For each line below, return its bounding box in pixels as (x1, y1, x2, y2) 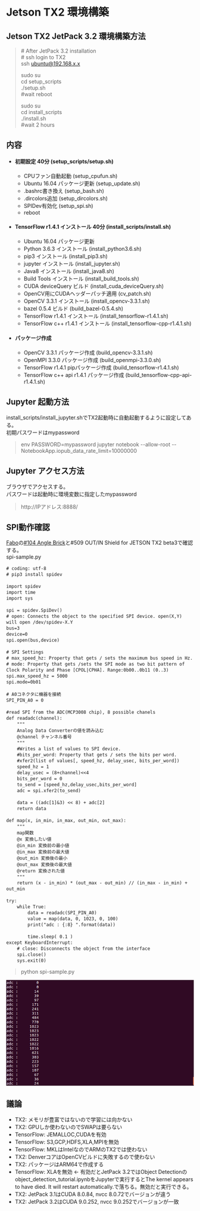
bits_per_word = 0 (17, 776, 62, 782)
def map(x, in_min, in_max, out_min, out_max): (6, 818, 127, 824)
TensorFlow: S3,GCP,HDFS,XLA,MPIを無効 (14, 1138, 119, 1145)
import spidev (6, 584, 42, 590)
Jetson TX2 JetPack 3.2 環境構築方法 (6, 31, 146, 41)
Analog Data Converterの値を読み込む (17, 728, 104, 734)
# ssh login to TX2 (20, 54, 66, 60)
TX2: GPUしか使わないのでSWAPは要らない (14, 1123, 123, 1130)
